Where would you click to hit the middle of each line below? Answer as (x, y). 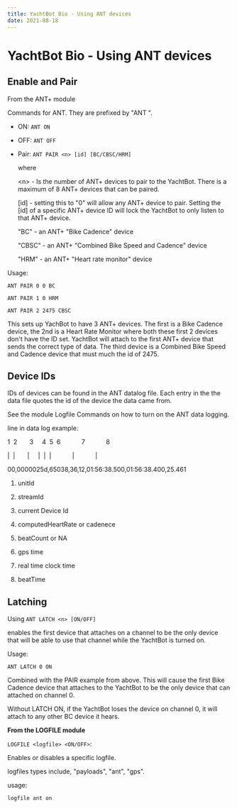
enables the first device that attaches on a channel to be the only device (113, 633)
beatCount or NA (42, 538)
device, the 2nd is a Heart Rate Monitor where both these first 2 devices (113, 331)
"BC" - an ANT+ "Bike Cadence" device (75, 231)
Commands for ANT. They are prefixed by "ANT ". (80, 112)
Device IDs (32, 376)
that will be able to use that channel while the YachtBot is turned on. (106, 640)
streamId (31, 497)
